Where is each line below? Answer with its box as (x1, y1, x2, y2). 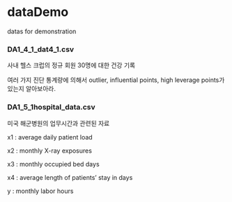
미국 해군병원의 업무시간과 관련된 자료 (7, 119, 110, 127)
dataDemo (7, 4, 69, 20)
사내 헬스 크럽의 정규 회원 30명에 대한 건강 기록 (7, 61, 136, 69)
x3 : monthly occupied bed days (7, 160, 100, 168)
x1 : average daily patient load (7, 133, 93, 141)
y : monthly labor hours (7, 187, 74, 195)
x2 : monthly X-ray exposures (7, 146, 93, 155)
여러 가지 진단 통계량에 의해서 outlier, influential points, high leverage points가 (7, 76, 225, 84)
